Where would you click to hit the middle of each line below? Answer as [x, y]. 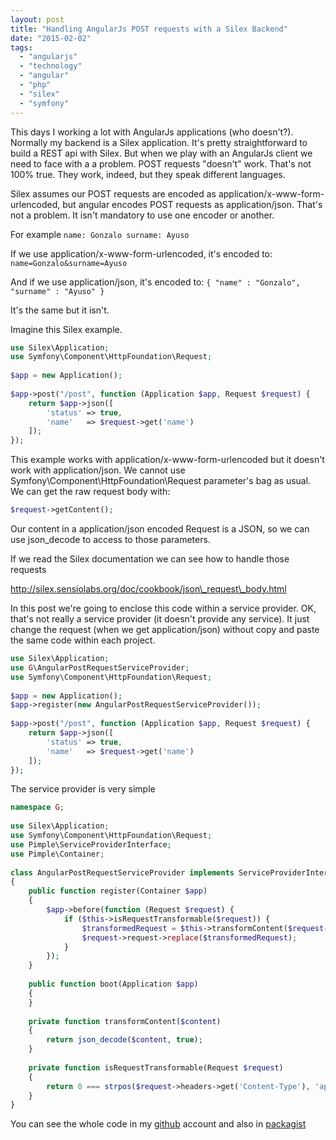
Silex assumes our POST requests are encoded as [113, 193]
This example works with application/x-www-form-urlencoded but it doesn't [167, 460]
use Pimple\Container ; [57, 854]
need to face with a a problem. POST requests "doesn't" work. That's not [161, 163]
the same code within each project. [83, 640]
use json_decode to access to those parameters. [110, 539]
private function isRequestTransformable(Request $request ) [156, 1067]
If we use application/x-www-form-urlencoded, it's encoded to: [141, 253]
